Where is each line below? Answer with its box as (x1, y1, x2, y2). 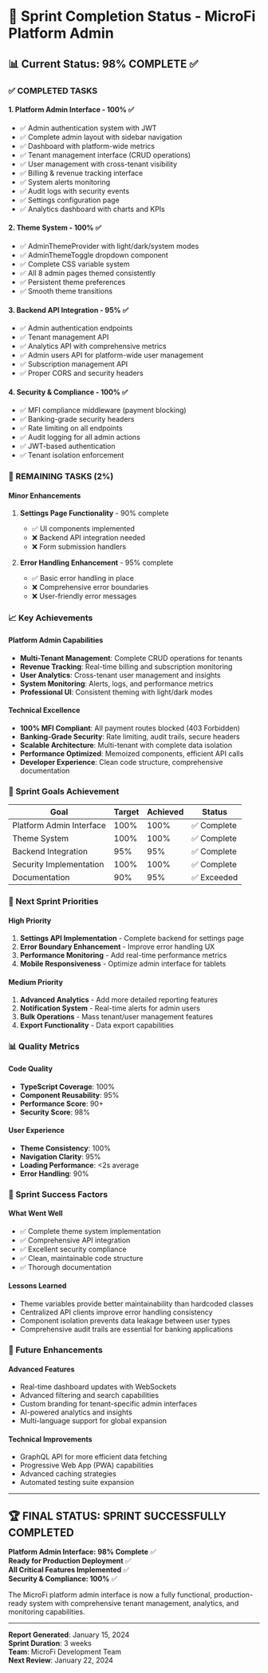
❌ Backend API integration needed (31, 533, 146, 542)
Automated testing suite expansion (19, 1478, 134, 1487)
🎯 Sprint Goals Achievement (8, 786, 120, 797)
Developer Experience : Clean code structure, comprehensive (19, 757, 223, 766)
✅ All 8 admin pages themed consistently (19, 268, 156, 278)
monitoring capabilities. (8, 1607, 85, 1617)
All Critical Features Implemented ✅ (8, 1565, 130, 1575)
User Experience (8, 1126, 65, 1135)
